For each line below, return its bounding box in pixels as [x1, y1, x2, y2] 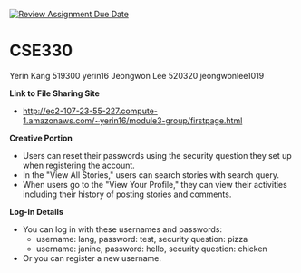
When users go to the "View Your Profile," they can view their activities [22, 179, 287, 190]
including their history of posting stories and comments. [22, 189, 232, 200]
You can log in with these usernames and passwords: [22, 223, 222, 235]
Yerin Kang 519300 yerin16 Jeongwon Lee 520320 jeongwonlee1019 [9, 70, 265, 81]
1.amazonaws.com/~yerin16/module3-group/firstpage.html [22, 114, 243, 126]
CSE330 [9, 41, 73, 61]
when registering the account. [22, 160, 136, 171]
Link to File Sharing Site [9, 87, 100, 99]
